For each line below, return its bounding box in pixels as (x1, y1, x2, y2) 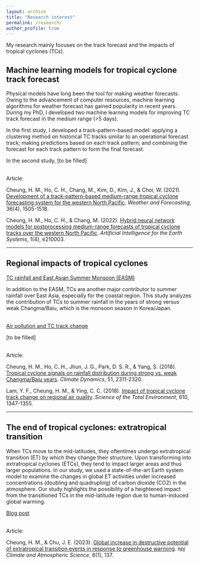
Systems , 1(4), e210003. (6, 235, 65, 243)
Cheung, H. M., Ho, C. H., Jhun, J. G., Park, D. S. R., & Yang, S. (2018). (6, 363, 176, 370)
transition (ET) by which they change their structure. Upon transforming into (6, 454, 191, 461)
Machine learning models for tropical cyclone (6, 65, 178, 75)
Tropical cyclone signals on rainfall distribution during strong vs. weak (6, 369, 177, 377)
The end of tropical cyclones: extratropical (6, 422, 167, 433)
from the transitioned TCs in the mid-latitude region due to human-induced (6, 492, 189, 499)
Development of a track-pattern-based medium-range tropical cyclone (6, 193, 179, 200)
